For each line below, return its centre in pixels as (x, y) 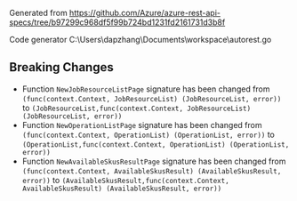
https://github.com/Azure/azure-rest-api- (145, 13)
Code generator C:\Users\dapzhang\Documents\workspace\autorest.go (140, 40)
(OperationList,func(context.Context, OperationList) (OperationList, (156, 145)
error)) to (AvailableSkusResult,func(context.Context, (125, 180)
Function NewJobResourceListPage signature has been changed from (146, 89)
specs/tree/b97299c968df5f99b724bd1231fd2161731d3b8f (117, 22)
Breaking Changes (61, 67)
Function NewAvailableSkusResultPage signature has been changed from (154, 161)
